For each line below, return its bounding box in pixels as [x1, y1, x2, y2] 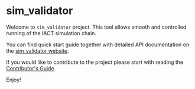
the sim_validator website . [6, 47, 69, 54]
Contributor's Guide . [6, 64, 56, 71]
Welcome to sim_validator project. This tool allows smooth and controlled [6, 23, 187, 30]
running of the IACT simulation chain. [6, 29, 96, 36]
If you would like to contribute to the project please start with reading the [6, 59, 184, 66]
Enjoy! [6, 76, 22, 83]
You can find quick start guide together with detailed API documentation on [6, 41, 190, 48]
